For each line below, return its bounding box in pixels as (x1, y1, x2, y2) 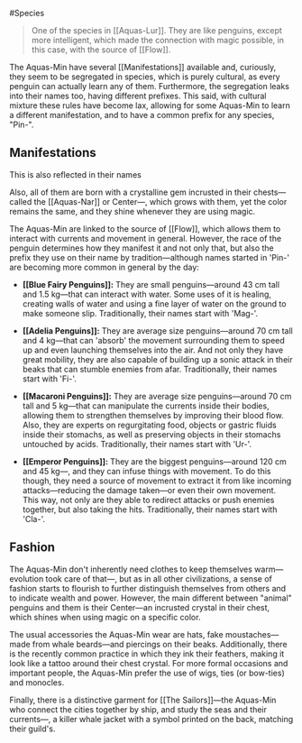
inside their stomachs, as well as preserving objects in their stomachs (22, 428, 281, 440)
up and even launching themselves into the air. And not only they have (22, 344, 284, 355)
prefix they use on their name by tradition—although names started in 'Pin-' (9, 252, 290, 262)
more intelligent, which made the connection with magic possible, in (31, 35, 284, 45)
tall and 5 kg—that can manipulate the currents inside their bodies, (22, 400, 270, 411)
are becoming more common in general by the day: (9, 261, 200, 272)
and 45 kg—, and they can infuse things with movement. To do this (22, 465, 271, 476)
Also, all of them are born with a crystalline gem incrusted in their (9, 187, 252, 197)
